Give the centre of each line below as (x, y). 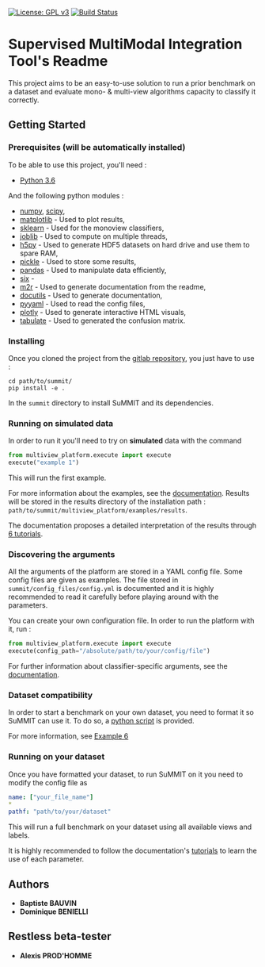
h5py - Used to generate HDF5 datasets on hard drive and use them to (135, 244)
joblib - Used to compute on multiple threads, (93, 236)
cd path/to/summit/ (40, 381)
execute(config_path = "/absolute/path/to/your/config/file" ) (110, 651)
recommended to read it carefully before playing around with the (114, 597)
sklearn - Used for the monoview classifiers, (92, 228)
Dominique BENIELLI (54, 911)
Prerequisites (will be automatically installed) (97, 148)
